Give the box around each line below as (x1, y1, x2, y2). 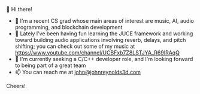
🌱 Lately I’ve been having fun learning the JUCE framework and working (14, 30, 193, 37)
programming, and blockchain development (14, 24, 123, 31)
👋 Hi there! (6, 6, 33, 13)
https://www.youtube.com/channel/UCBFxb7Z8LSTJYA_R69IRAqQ (14, 49, 180, 56)
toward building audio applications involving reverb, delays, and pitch (14, 37, 186, 43)
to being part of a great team (14, 62, 86, 69)
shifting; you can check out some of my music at (14, 43, 135, 50)
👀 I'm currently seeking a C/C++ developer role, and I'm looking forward (14, 56, 193, 62)
